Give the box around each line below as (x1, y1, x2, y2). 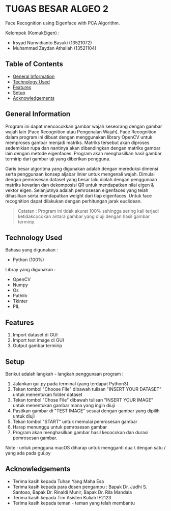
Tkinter (12, 298, 28, 304)
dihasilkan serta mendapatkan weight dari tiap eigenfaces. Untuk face (5, 192, 152, 198)
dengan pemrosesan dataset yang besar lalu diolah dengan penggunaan (5, 176, 157, 182)
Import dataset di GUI (12, 332, 58, 338)
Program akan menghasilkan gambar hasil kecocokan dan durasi (12, 430, 149, 435)
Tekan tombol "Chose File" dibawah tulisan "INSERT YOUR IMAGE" (12, 397, 154, 403)
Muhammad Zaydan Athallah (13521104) (12, 45, 97, 51)
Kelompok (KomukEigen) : (5, 30, 60, 36)
